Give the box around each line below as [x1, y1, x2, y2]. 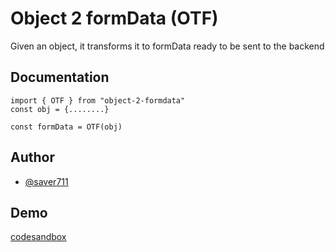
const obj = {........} [10, 104, 110, 114]
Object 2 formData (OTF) [10, 7, 219, 30]
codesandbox [10, 231, 67, 243]
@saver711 [24, 175, 69, 187]
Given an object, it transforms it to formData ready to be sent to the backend [10, 40, 325, 52]
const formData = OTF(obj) [10, 122, 123, 132]
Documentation [10, 69, 110, 86]
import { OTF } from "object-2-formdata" [10, 95, 186, 106]
